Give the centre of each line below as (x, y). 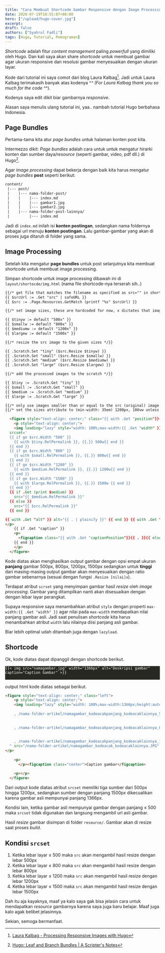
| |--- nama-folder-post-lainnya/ (46, 212)
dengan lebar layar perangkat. (36, 597)
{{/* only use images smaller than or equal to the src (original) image (82, 405)
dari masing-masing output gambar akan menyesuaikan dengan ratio (75, 571)
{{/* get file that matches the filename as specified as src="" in (77, 293)
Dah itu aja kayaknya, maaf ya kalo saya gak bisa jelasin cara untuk (73, 901)
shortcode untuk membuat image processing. (51, 269)
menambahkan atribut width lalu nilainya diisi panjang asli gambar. (72, 622)
